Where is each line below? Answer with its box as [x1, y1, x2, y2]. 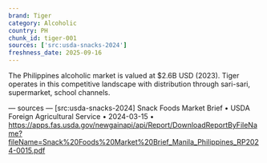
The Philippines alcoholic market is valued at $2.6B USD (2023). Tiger [8, 71, 240, 80]
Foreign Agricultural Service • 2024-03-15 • [8, 112, 155, 121]
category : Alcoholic [8, 19, 78, 27]
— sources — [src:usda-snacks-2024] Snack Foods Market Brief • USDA [8, 103, 250, 113]
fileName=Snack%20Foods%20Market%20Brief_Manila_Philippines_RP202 [8, 137, 259, 146]
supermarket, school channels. [8, 88, 111, 97]
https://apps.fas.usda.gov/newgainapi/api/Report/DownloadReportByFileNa [8, 121, 258, 129]
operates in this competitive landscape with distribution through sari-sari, [8, 79, 251, 89]
